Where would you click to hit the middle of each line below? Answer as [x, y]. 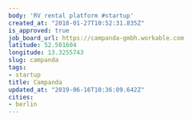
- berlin [23, 104]
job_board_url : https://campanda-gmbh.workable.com [96, 38]
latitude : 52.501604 [43, 45]
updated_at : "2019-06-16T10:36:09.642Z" [77, 90]
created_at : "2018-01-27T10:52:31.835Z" [77, 23]
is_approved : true [39, 30]
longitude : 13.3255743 [46, 53]
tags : [17, 68]
